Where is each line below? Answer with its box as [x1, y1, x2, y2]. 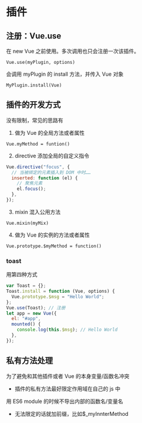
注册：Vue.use [6, 31, 62, 41]
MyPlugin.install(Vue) [6, 82, 62, 88]
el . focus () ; [17, 186, 46, 192]
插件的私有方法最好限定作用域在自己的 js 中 [14, 385, 121, 392]
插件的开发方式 [6, 100, 61, 110]
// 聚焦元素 [17, 180, 43, 186]
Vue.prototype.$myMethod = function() [6, 243, 102, 249]
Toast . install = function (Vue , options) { [6, 288, 115, 295]
